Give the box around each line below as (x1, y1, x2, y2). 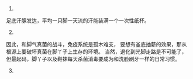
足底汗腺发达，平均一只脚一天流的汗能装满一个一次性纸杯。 (6, 17, 150, 24)
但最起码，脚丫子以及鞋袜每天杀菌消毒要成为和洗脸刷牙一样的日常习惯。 (6, 56, 180, 62)
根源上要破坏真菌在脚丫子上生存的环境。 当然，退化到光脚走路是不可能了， (6, 48, 187, 55)
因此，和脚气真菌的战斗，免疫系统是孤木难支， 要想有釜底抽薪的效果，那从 (6, 41, 187, 47)
